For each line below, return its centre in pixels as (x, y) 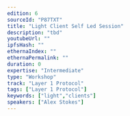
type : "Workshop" (32, 77)
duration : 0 (24, 64)
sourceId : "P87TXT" (35, 20)
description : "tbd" (35, 32)
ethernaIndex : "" (32, 52)
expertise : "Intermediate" (45, 70)
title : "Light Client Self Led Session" (66, 26)
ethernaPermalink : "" (38, 58)
